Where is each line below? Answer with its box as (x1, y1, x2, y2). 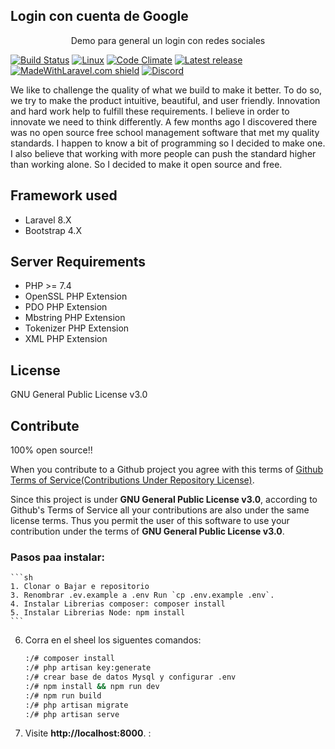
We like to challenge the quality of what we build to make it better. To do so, (10, 84, 322, 96)
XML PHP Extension (24, 333, 108, 345)
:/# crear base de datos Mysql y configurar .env (24, 672, 237, 683)
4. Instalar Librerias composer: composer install (10, 599, 226, 609)
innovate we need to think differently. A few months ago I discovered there (10, 115, 318, 128)
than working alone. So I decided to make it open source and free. (10, 158, 283, 170)
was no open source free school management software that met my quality (10, 126, 320, 138)
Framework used (10, 187, 118, 204)
